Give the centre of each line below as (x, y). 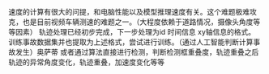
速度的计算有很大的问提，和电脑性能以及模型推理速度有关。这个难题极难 (129, 12)
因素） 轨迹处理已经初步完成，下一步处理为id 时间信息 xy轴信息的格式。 (135, 32)
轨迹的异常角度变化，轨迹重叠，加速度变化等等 (86, 62)
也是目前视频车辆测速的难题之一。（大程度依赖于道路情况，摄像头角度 (138, 22)
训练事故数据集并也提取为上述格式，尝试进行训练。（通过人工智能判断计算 (131, 42)
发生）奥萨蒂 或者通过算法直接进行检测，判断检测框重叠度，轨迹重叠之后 (137, 52)
